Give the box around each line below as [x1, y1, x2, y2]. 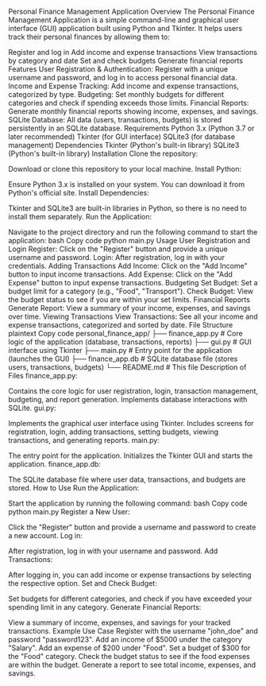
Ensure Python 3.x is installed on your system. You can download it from [8, 180, 245, 189]
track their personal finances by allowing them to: [8, 32, 171, 41]
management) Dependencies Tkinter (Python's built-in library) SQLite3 [8, 141, 240, 149]
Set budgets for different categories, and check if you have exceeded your [8, 594, 253, 603]
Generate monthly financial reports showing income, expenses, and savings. [8, 107, 259, 116]
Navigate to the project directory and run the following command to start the [8, 227, 258, 237]
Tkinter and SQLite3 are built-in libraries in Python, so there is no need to [8, 203, 248, 213]
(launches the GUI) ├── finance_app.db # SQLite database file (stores [8, 354, 238, 363]
